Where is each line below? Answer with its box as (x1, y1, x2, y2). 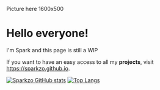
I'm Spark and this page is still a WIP (6, 46, 98, 54)
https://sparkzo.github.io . (6, 64, 70, 72)
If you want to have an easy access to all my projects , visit (6, 58, 154, 66)
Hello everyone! (6, 27, 89, 40)
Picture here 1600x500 (6, 5, 64, 12)
